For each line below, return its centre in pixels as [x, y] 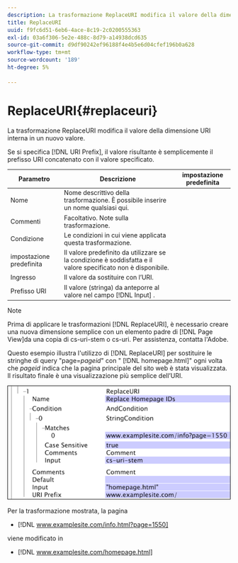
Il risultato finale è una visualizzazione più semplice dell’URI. [95, 376]
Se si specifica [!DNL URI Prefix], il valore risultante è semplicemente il [110, 152]
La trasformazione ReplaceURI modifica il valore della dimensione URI [109, 130]
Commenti [25, 222]
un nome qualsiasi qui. [96, 208]
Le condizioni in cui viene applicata [115, 235]
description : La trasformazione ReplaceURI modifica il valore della [112, 15]
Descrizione [118, 179]
